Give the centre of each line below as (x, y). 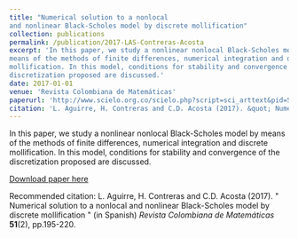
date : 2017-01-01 (41, 83)
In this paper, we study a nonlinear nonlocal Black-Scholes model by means (147, 133)
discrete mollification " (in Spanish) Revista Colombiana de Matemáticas (142, 215)
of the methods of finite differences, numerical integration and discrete (139, 143)
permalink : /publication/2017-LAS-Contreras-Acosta (106, 42)
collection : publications (57, 34)
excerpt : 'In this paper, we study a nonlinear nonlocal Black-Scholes (144, 51)
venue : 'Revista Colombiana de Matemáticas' (93, 91)
